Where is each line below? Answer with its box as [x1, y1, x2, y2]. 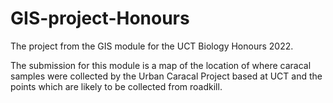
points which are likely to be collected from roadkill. [10, 80, 223, 92]
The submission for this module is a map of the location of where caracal [10, 59, 312, 71]
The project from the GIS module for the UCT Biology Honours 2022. [10, 40, 294, 52]
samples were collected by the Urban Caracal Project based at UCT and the [10, 70, 323, 82]
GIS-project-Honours [10, 7, 190, 30]
